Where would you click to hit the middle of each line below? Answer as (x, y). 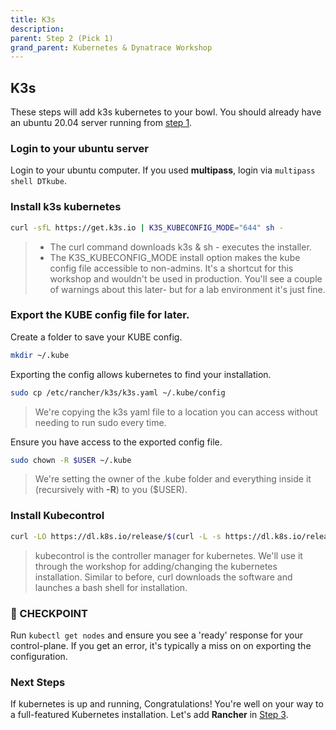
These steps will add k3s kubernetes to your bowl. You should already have (166, 112)
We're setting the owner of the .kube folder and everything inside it (173, 479)
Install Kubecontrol (57, 516)
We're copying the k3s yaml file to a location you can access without (176, 412)
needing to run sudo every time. (100, 422)
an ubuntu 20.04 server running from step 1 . (101, 123)
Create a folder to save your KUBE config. (96, 337)
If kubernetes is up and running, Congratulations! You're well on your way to (167, 704)
